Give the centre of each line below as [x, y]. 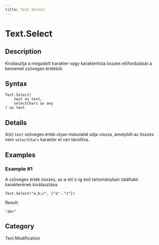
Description [23, 52]
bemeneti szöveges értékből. [34, 68]
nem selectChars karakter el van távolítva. [47, 140]
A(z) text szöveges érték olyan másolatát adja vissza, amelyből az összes [79, 134]
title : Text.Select [25, 9]
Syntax [16, 84]
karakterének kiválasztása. [32, 184]
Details [16, 122]
